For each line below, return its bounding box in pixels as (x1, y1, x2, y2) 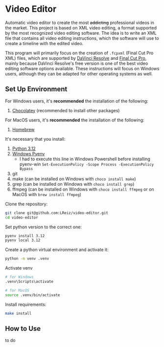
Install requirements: (5, 301, 47, 307)
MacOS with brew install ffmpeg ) (12, 191, 82, 197)
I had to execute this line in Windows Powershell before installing (19, 156, 150, 162)
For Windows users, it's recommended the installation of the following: (5, 98, 148, 104)
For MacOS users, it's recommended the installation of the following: (5, 117, 144, 123)
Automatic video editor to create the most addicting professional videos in (5, 20, 154, 25)
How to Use (5, 324, 41, 333)
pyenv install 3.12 (5, 233, 45, 238)
